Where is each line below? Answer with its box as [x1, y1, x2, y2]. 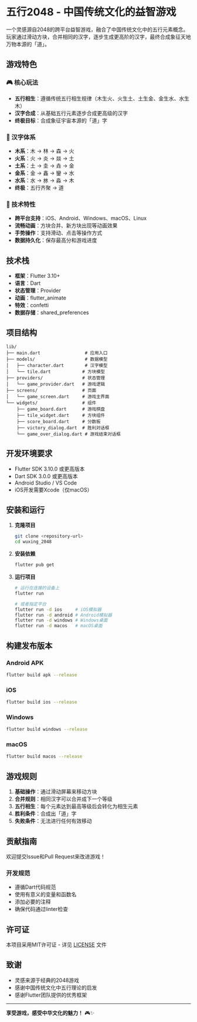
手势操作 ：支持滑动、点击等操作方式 [14, 230, 103, 237]
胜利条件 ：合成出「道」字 [14, 810, 77, 817]
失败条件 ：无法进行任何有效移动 [14, 818, 92, 825]
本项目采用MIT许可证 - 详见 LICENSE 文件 [6, 941, 107, 949]
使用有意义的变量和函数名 [14, 891, 77, 898]
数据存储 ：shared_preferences [14, 309, 89, 316]
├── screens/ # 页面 [6, 387, 97, 394]
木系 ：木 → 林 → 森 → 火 [14, 147, 74, 154]
